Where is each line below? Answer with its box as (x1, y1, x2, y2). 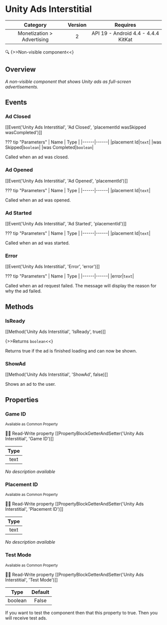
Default (31, 588, 50, 595)
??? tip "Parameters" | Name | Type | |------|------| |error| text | (5, 273, 134, 279)
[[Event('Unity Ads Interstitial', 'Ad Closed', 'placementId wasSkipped (5, 124, 147, 130)
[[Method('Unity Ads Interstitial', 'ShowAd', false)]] (5, 371, 108, 378)
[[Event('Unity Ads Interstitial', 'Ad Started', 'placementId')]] (5, 221, 127, 227)
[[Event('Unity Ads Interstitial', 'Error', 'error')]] (5, 264, 100, 270)
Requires (114, 21, 137, 28)
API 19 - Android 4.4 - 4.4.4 (91, 30, 160, 37)
